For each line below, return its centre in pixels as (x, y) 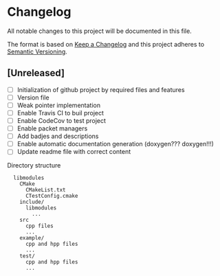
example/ (32, 238)
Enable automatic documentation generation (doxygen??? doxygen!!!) (115, 144)
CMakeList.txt (46, 190)
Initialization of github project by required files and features (101, 89)
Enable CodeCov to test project (62, 120)
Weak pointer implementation (59, 105)
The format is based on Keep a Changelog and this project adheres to (106, 44)
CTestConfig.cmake (52, 196)
